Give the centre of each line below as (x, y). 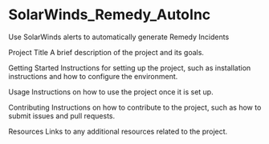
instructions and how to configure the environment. (93, 76)
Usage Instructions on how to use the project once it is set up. (111, 92)
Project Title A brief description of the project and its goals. (106, 52)
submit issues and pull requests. (62, 116)
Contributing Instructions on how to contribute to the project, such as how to (135, 107)
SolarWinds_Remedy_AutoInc (110, 15)
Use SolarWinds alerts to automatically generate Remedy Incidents (119, 37)
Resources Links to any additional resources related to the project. (118, 131)
